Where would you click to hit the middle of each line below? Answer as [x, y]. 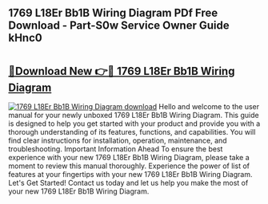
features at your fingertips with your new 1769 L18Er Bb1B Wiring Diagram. [130, 174]
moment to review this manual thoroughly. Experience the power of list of [129, 166]
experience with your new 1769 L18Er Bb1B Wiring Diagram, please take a [129, 157]
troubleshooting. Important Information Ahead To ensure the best [116, 149]
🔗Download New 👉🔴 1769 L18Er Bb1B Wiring [122, 71]
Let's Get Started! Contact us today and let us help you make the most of [128, 183]
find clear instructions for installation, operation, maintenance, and [118, 140]
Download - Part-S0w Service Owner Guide [119, 26]
